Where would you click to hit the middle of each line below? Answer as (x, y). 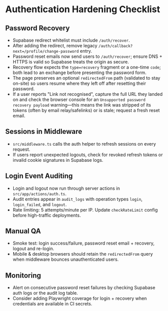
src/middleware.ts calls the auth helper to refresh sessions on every (84, 144)
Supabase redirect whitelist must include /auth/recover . (71, 40)
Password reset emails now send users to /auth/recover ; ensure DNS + (87, 56)
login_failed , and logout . (40, 204)
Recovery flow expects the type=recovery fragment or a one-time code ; (87, 67)
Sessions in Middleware (44, 132)
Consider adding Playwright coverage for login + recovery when (80, 298)
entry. (86, 51)
